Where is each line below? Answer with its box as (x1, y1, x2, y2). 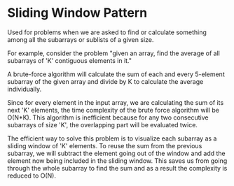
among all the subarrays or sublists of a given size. (7, 35, 154, 43)
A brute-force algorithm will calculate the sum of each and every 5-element (7, 70, 226, 78)
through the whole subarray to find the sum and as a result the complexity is (7, 164, 228, 172)
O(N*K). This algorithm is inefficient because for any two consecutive (7, 113, 209, 122)
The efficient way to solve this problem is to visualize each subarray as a (7, 134, 217, 143)
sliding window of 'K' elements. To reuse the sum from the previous (7, 141, 202, 150)
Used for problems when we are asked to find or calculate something (7, 28, 207, 36)
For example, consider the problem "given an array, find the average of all (7, 49, 221, 57)
